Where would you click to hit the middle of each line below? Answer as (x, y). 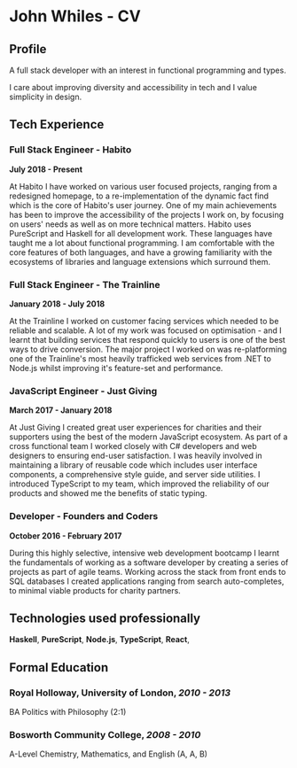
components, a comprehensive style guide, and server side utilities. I (135, 475)
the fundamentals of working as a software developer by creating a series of (149, 562)
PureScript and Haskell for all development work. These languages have (141, 233)
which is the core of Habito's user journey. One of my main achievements (143, 205)
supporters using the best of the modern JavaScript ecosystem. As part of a (148, 437)
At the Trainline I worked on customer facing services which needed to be (144, 321)
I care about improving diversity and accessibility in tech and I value (133, 87)
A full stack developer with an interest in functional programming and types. (148, 70)
